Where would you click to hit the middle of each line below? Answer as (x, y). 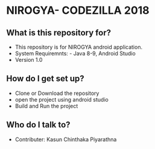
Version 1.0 (29, 60)
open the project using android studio (62, 99)
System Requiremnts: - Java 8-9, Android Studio (75, 53)
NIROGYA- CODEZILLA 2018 (78, 11)
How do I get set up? (45, 79)
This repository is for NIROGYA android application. (79, 47)
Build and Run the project (46, 106)
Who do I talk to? (38, 125)
